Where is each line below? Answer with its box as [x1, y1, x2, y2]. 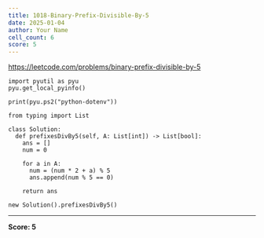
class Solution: [8, 126, 61, 134]
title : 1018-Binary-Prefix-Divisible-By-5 [8, 11, 149, 20]
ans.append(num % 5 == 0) [28, 174, 114, 181]
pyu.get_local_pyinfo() [8, 84, 86, 93]
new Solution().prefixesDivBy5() [8, 201, 118, 209]
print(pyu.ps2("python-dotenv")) [8, 98, 118, 106]
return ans [22, 188, 58, 196]
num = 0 [22, 146, 47, 154]
